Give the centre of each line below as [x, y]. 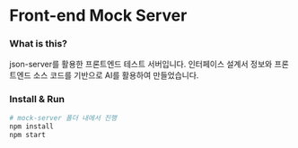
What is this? [38, 44]
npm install [31, 126]
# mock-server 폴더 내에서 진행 [63, 118]
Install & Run [37, 100]
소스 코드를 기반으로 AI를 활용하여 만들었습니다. [116, 75]
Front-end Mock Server [98, 16]
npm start [28, 135]
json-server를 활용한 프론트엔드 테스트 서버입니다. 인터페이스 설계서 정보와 [141, 65]
